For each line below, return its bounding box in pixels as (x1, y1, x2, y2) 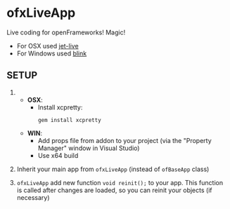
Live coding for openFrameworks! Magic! (6, 28, 126, 36)
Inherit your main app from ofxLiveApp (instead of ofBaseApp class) (16, 165, 210, 173)
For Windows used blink (16, 49, 87, 58)
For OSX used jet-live (16, 41, 79, 50)
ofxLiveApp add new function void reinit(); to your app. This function (16, 178, 223, 187)
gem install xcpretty (37, 116, 101, 123)
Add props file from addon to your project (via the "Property (37, 136, 212, 144)
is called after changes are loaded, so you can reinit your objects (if (16, 186, 212, 194)
